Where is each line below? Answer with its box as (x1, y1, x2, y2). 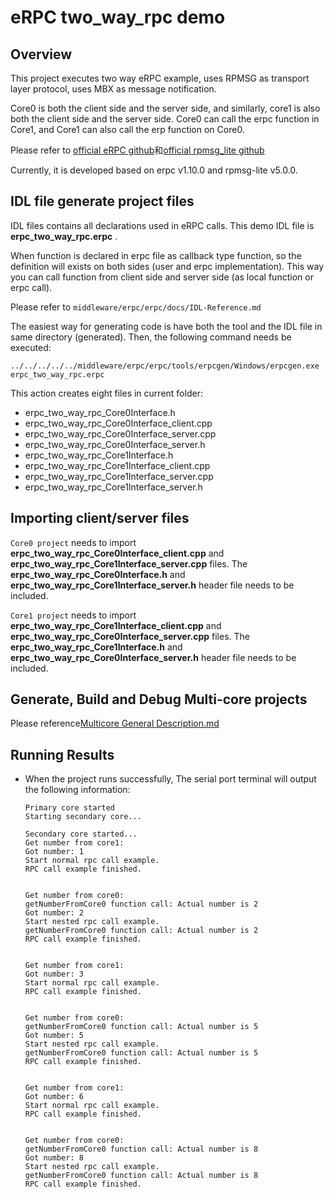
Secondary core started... (24, 829, 138, 840)
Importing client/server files (10, 510, 190, 527)
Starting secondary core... (24, 812, 142, 822)
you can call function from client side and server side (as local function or (10, 271, 314, 283)
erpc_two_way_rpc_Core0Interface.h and (10, 568, 186, 580)
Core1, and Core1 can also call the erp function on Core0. (10, 124, 245, 135)
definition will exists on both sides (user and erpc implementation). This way (10, 260, 325, 272)
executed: (10, 341, 52, 353)
